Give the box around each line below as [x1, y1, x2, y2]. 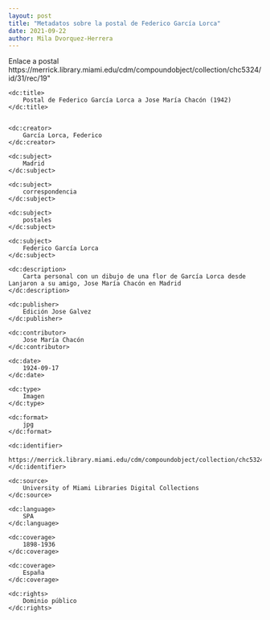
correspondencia [22, 188, 78, 196]
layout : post [8, 11, 52, 20]
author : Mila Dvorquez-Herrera [8, 34, 113, 43]
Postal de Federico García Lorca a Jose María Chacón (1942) [22, 96, 231, 105]
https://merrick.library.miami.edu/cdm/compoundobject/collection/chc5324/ [8, 65, 262, 75]
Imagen [22, 393, 45, 401]
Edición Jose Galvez [22, 308, 92, 316]
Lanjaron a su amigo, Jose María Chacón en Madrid [8, 280, 182, 288]
